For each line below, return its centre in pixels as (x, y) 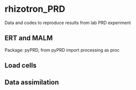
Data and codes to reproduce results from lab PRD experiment (68, 23)
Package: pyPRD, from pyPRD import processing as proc (62, 50)
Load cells (21, 66)
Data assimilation (32, 82)
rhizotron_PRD (35, 9)
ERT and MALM (29, 38)
